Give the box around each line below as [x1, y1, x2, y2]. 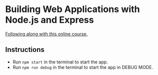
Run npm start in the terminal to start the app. [12, 59, 108, 65]
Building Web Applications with [5, 4, 140, 15]
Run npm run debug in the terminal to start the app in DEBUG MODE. [12, 64, 153, 70]
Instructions [5, 45, 45, 54]
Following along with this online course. [5, 31, 88, 37]
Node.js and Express [5, 14, 94, 26]
